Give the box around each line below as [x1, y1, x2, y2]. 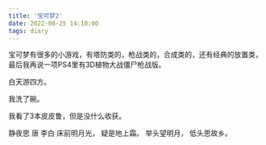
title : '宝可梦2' [8, 11, 63, 20]
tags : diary [8, 27, 48, 35]
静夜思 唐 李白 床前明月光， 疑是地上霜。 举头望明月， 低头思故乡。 [8, 128, 232, 138]
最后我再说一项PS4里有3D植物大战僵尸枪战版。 [8, 60, 166, 69]
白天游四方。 [8, 77, 51, 87]
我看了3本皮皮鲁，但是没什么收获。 [8, 111, 127, 121]
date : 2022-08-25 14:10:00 [8, 19, 99, 27]
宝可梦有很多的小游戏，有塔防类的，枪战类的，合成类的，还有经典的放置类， [8, 50, 263, 60]
